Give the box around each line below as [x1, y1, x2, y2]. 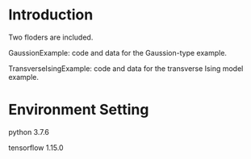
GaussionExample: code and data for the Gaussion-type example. [8, 48, 228, 57]
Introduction [8, 6, 94, 24]
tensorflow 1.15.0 [8, 143, 64, 153]
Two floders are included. [8, 32, 94, 42]
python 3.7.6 [8, 127, 50, 136]
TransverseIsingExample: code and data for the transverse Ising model [8, 63, 244, 73]
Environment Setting [8, 101, 149, 119]
